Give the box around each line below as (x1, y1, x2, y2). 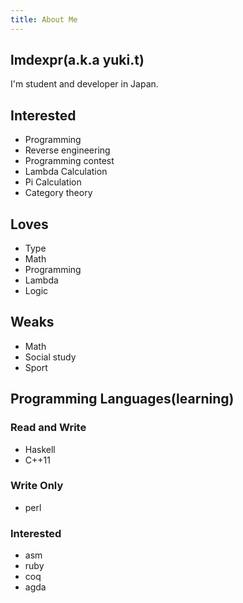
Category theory (24, 187, 93, 199)
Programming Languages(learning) (10, 391, 235, 408)
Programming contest (24, 155, 115, 167)
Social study (24, 351, 77, 363)
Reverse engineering (24, 144, 111, 156)
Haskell (24, 443, 56, 455)
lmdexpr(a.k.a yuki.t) (10, 52, 145, 69)
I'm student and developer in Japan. (10, 78, 159, 90)
